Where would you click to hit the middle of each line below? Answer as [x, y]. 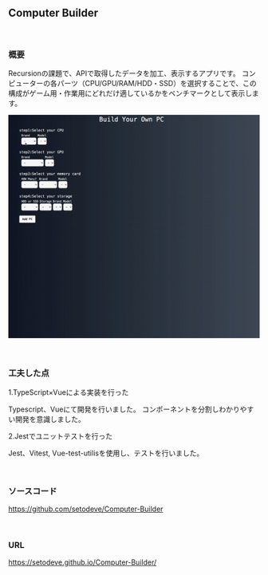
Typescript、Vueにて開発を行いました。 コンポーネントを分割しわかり [124, 409]
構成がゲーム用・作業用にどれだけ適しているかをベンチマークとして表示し [130, 93]
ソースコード [33, 491]
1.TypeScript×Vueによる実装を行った [69, 392]
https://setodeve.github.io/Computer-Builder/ [83, 562]
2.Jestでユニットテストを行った [61, 436]
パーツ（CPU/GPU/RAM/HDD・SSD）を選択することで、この [157, 84]
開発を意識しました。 [50, 419]
